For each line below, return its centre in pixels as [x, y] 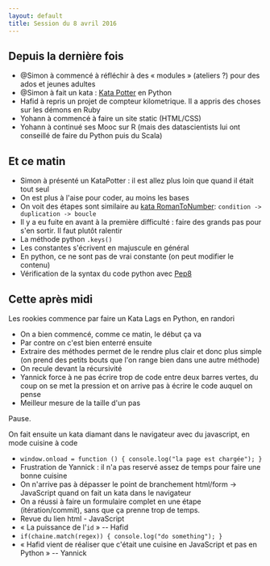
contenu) [35, 265]
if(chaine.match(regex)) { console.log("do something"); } [121, 536]
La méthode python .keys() [66, 239]
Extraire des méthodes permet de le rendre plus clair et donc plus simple [141, 351]
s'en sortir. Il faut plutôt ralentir [71, 230]
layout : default [35, 16]
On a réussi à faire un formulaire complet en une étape [110, 501]
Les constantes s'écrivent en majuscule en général [104, 248]
